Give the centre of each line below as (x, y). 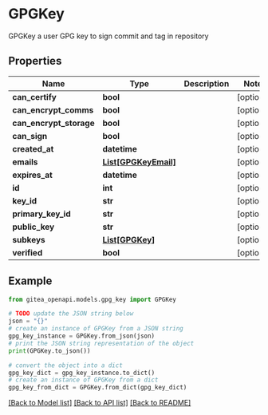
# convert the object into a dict (66, 365)
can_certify (35, 97)
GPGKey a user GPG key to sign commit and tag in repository (108, 36)
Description (207, 83)
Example (30, 281)
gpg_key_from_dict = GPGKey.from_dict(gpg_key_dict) (98, 388)
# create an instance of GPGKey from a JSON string (96, 329)
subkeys (29, 239)
